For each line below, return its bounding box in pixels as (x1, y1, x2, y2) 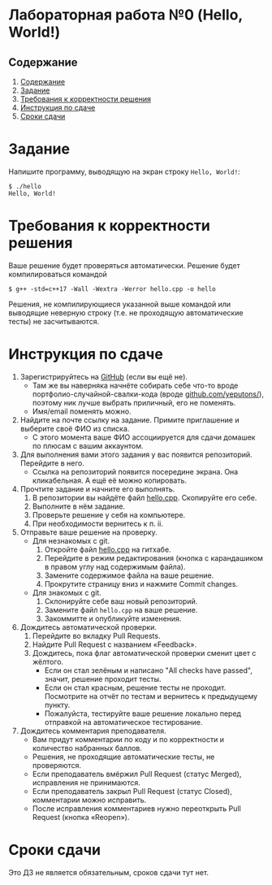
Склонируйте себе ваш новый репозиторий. (44, 596, 198, 606)
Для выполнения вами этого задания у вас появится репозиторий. (19, 449, 253, 459)
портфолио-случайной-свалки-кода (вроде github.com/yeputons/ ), (32, 388, 264, 399)
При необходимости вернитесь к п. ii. (32, 518, 164, 528)
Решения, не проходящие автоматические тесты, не (32, 752, 215, 761)
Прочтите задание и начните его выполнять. (19, 484, 175, 493)
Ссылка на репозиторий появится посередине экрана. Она (32, 466, 239, 476)
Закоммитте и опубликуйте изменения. (44, 614, 182, 623)
